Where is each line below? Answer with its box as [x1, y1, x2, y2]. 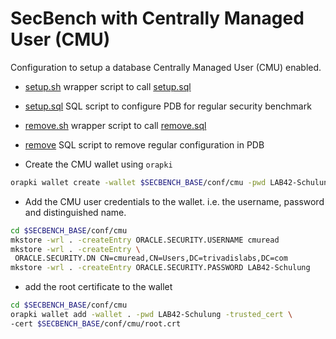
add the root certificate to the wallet [24, 281, 173, 293]
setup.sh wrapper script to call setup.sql [24, 80, 192, 92]
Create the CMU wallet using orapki [24, 158, 173, 170]
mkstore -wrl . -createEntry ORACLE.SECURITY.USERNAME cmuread [10, 235, 280, 245]
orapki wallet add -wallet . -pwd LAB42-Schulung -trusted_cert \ [10, 310, 293, 320]
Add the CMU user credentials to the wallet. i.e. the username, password [24, 195, 325, 207]
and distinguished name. [24, 206, 127, 218]
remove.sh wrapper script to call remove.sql [24, 119, 207, 131]
